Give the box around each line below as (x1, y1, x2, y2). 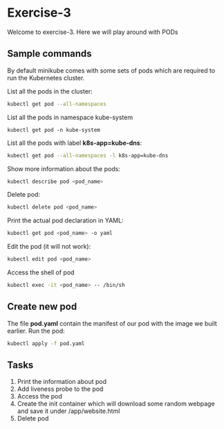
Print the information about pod (17, 378, 107, 386)
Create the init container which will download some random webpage (17, 400, 216, 408)
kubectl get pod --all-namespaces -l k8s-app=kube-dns (7, 152, 169, 159)
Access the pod (17, 392, 62, 401)
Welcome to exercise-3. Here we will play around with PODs (7, 28, 178, 36)
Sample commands (7, 48, 92, 60)
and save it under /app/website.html (17, 407, 120, 415)
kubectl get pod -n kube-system (7, 126, 100, 133)
